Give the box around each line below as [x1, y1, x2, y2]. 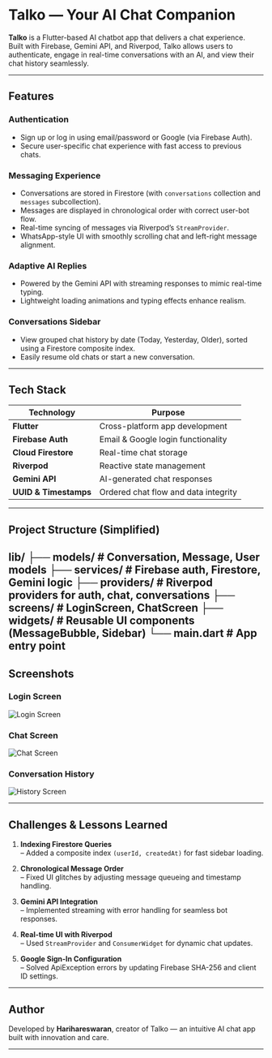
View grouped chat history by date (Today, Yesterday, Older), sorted [19, 334, 249, 344]
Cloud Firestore [12, 447, 74, 458]
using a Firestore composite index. [19, 343, 136, 353]
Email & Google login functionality [99, 434, 227, 445]
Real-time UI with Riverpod [19, 930, 113, 940]
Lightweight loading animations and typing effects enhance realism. [19, 296, 247, 306]
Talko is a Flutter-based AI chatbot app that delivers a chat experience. [8, 32, 245, 42]
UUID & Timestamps [12, 487, 91, 498]
